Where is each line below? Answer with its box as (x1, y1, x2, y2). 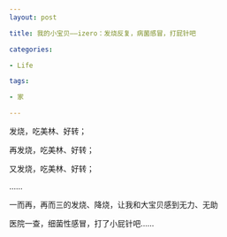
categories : (9, 45, 53, 54)
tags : (9, 77, 29, 86)
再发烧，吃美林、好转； (9, 145, 95, 155)
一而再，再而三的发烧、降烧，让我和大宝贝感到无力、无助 (9, 200, 218, 210)
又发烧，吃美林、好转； (9, 164, 95, 173)
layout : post (9, 12, 57, 22)
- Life (9, 61, 34, 70)
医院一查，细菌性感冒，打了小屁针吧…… (9, 218, 155, 228)
